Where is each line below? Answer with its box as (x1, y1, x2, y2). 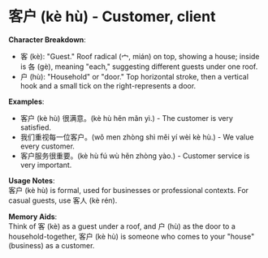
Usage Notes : (8, 175, 55, 185)
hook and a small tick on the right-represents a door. (19, 80, 197, 90)
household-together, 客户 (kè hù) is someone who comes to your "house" (8, 231, 255, 241)
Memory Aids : (8, 212, 58, 221)
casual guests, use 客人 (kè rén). (8, 196, 118, 205)
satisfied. (19, 123, 51, 132)
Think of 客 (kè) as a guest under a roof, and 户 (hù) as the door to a (8, 221, 236, 231)
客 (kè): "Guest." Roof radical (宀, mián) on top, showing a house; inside (19, 51, 260, 61)
